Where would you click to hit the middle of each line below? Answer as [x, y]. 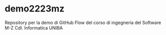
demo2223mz [35, 9]
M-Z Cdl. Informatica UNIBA [34, 27]
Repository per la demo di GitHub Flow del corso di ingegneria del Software [83, 22]
